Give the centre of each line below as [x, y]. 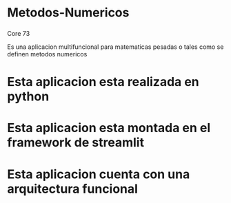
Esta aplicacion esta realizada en [103, 82]
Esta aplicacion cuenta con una [99, 174]
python [28, 97]
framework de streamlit [76, 143]
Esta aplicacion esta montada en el [109, 128]
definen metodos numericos [47, 54]
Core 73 [19, 34]
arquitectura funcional [72, 189]
